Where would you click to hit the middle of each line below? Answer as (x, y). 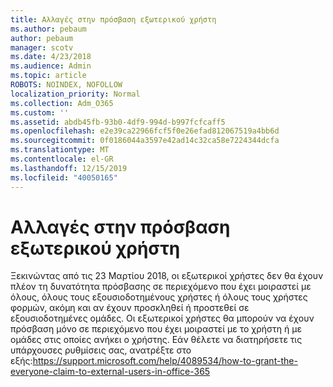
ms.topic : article (48, 76)
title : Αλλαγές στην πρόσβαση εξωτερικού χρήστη (113, 19)
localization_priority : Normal (75, 94)
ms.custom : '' (40, 112)
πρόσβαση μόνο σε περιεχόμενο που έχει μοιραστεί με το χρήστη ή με (156, 329)
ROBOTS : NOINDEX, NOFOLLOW (66, 85)
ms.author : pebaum (48, 29)
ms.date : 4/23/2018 (51, 57)
